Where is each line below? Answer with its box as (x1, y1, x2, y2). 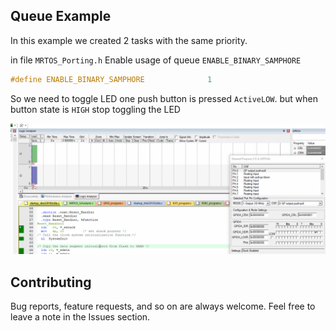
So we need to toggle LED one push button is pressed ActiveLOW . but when (10, 92, 318, 104)
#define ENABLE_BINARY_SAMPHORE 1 (10, 74, 213, 84)
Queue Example (10, 8, 112, 25)
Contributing (10, 274, 92, 291)
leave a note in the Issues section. (10, 311, 151, 323)
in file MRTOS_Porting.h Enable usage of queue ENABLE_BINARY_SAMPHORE (10, 54, 302, 66)
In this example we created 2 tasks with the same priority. (10, 34, 248, 46)
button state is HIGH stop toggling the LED (10, 103, 181, 115)
